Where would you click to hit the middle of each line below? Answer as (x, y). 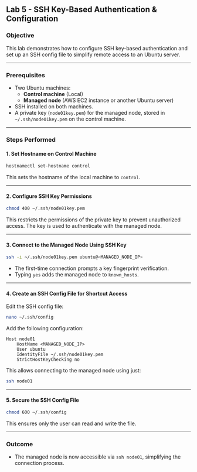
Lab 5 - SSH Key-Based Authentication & (81, 10)
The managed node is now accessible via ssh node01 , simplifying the (98, 457)
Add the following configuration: (45, 329)
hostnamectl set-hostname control (48, 166)
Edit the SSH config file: (35, 306)
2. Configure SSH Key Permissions (49, 196)
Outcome (20, 444)
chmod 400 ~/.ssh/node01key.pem (45, 208)
